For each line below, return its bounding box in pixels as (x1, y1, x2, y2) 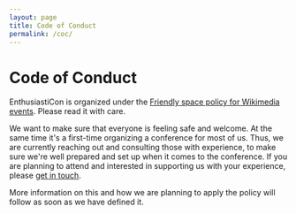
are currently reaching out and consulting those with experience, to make (9, 142, 277, 153)
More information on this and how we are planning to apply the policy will (9, 187, 276, 198)
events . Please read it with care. (9, 106, 126, 117)
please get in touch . (9, 170, 81, 181)
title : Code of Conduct (9, 21, 97, 30)
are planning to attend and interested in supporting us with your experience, (9, 161, 286, 172)
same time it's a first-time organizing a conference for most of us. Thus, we (9, 133, 285, 143)
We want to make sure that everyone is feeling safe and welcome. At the (9, 123, 272, 134)
